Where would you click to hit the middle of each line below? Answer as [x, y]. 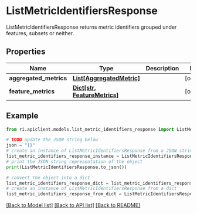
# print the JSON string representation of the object [74, 162]
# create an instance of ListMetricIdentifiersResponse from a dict [91, 189]
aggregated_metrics [38, 78]
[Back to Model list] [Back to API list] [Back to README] [73, 205]
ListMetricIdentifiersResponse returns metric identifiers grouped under [91, 27]
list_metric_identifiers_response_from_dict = [64, 194]
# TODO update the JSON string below [52, 140]
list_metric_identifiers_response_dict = [57, 183]
